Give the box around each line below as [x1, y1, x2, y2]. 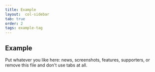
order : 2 [5, 21, 23, 26]
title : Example [5, 7, 36, 12]
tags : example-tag [5, 26, 43, 31]
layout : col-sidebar [5, 12, 50, 17]
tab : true [5, 16, 26, 21]
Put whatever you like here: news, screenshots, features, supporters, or [5, 57, 150, 63]
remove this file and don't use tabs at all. [5, 62, 88, 68]
